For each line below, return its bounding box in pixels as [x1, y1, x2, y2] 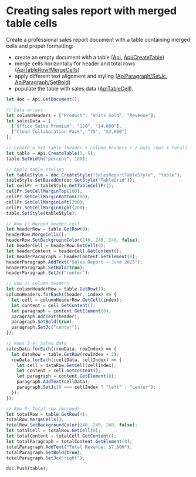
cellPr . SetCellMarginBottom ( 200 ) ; [6, 194, 91, 200]
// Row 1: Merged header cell [6, 221, 80, 227]
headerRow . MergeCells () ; [6, 232, 67, 238]
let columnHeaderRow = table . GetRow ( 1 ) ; [6, 286, 107, 292]
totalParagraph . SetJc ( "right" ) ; [6, 455, 85, 461]
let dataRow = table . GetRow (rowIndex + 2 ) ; [11, 351, 119, 357]
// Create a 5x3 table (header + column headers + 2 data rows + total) [6, 145, 188, 151]
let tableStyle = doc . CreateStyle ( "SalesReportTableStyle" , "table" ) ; [6, 172, 183, 178]
